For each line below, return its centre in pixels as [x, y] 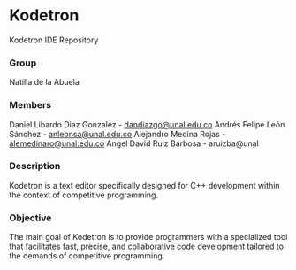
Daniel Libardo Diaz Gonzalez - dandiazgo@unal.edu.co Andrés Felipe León [147, 124]
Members [30, 105]
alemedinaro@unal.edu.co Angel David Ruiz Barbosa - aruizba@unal [134, 143]
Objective [30, 218]
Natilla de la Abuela [44, 82]
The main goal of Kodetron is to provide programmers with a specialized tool [148, 237]
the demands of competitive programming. [87, 256]
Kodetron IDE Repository [54, 40]
